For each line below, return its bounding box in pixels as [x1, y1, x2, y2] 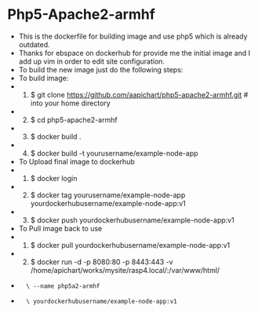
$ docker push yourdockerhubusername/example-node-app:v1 [30, 215, 234, 225]
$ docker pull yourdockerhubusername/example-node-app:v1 [30, 240, 231, 249]
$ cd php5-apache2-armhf [30, 115, 118, 124]
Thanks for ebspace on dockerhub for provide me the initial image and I [18, 48, 251, 57]
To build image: [18, 73, 69, 83]
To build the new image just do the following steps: [18, 64, 184, 74]
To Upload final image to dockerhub [18, 156, 135, 166]
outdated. [18, 39, 50, 49]
